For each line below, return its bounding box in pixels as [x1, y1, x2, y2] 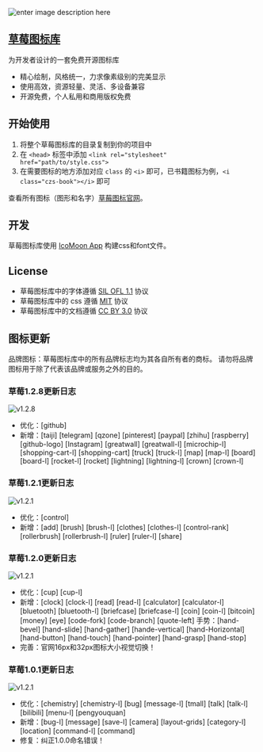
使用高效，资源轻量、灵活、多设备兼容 [19, 82, 145, 91]
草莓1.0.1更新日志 [8, 664, 74, 675]
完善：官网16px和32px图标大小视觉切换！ [19, 642, 156, 651]
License [8, 264, 48, 277]
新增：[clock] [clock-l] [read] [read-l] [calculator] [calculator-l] [19, 597, 224, 606]
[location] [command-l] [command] [19, 726, 135, 736]
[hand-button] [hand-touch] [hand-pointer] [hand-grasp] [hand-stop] [19, 632, 247, 642]
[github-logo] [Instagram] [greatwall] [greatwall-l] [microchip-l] [19, 440, 227, 449]
